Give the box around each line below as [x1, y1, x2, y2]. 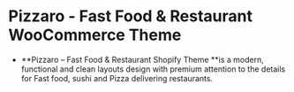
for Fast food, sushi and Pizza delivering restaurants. [20, 73, 214, 83]
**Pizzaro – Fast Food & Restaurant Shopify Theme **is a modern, [20, 54, 264, 65]
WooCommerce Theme [8, 25, 182, 45]
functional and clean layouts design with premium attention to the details [20, 64, 286, 74]
